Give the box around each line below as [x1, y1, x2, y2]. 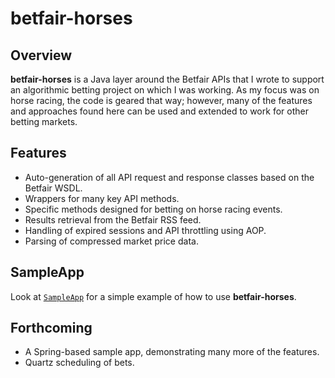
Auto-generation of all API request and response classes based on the [24, 171, 315, 183]
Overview [10, 47, 73, 64]
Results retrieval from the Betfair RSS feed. [24, 213, 202, 226]
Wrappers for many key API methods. [24, 192, 180, 204]
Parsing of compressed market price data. [24, 235, 199, 247]
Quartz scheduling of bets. [24, 357, 135, 369]
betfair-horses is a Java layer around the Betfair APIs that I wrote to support [10, 73, 325, 85]
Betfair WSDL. [24, 182, 83, 194]
